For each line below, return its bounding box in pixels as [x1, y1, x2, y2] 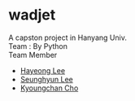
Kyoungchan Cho [20, 83, 79, 93]
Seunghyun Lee [20, 74, 73, 84]
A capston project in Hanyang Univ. [8, 33, 128, 42]
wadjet [8, 6, 56, 24]
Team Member [8, 50, 58, 59]
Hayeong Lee [20, 65, 66, 75]
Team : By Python [8, 41, 67, 50]
